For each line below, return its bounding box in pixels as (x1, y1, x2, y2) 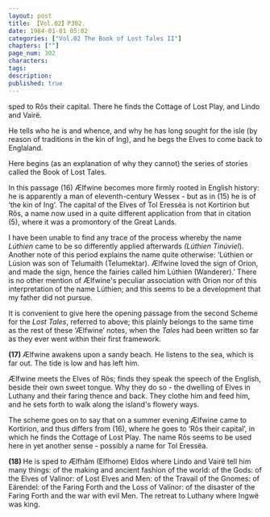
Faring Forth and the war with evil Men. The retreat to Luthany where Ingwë (8, 490, 260, 500)
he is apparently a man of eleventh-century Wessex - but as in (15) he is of (8, 191, 256, 201)
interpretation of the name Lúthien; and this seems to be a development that (8, 284, 261, 294)
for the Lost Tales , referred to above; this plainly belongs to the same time (8, 316, 254, 327)
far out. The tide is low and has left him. (8, 358, 139, 368)
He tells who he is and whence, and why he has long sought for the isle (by (8, 126, 258, 136)
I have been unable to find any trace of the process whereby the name (8, 232, 242, 242)
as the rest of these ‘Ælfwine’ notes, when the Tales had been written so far (8, 325, 260, 335)
